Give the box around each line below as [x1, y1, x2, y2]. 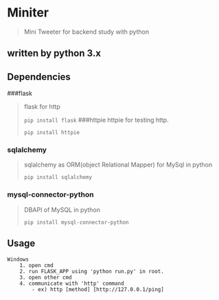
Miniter [7, 5, 49, 21]
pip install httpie [23, 129, 80, 136]
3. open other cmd [19, 274, 72, 281]
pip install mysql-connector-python [23, 219, 129, 226]
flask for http [23, 103, 60, 111]
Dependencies [7, 71, 71, 83]
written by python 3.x [7, 47, 102, 59]
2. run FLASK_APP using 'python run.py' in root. [19, 268, 165, 275]
